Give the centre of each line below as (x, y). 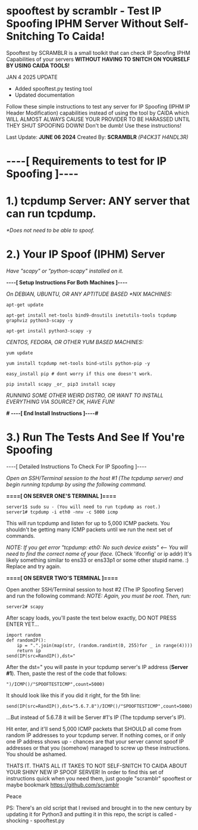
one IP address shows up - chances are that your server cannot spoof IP (95, 741)
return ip (29, 651)
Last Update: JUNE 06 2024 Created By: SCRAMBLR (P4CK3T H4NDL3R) (97, 137)
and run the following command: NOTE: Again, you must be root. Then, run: (99, 596)
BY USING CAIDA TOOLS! (38, 65)
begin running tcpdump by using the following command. (76, 484)
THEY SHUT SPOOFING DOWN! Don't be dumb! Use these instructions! (94, 125)
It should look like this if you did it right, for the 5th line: (73, 695)
